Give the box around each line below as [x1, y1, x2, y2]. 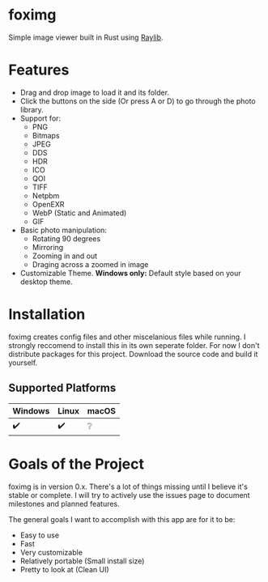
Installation [8, 305, 86, 324]
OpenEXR [32, 199, 65, 209]
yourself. [8, 358, 38, 367]
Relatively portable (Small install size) [19, 556, 145, 566]
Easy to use [19, 530, 59, 540]
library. [19, 104, 45, 114]
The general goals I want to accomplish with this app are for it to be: [8, 514, 236, 524]
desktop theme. [19, 277, 73, 287]
